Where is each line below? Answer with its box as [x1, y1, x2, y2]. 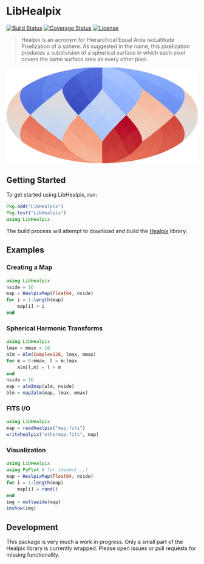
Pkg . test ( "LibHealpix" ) [6, 210, 67, 216]
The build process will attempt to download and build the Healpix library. [6, 227, 188, 234]
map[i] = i [17, 304, 45, 310]
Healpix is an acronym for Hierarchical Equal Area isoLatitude [21, 36, 175, 43]
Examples [6, 245, 44, 256]
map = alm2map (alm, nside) [6, 384, 75, 390]
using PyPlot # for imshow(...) [6, 467, 88, 473]
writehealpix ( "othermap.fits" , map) [6, 432, 99, 438]
